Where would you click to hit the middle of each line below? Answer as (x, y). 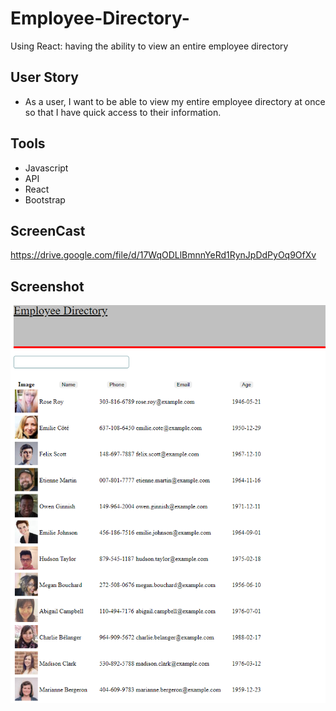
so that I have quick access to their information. (123, 112)
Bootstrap (45, 199)
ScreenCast (48, 230)
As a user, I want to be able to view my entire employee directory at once (175, 101)
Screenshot (47, 286)
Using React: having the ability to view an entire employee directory (149, 46)
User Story (44, 77)
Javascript (46, 168)
